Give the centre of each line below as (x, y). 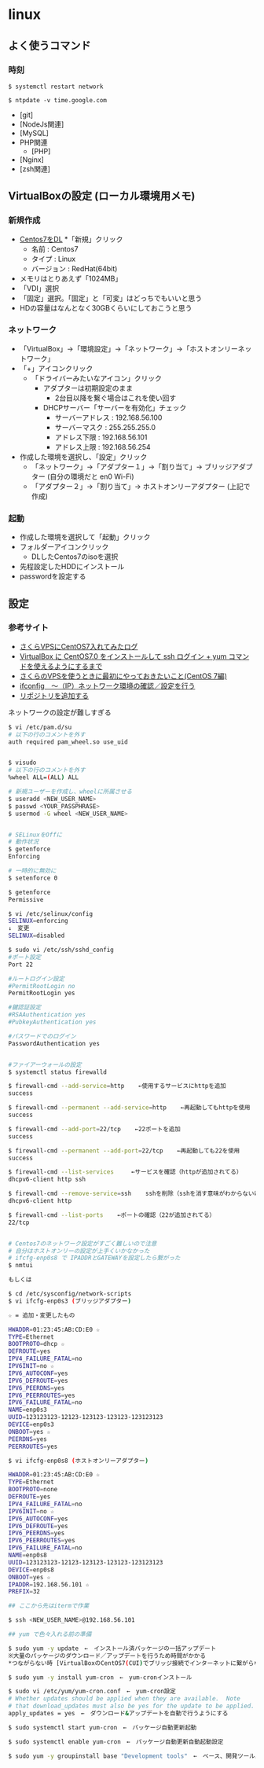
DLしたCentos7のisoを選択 (75, 557)
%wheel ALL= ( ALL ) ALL (44, 777)
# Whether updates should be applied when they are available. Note (125, 1699)
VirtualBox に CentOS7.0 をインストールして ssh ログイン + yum (123, 656)
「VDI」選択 (39, 288)
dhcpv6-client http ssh (47, 1180)
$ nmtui (21, 1266)
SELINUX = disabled (37, 936)
